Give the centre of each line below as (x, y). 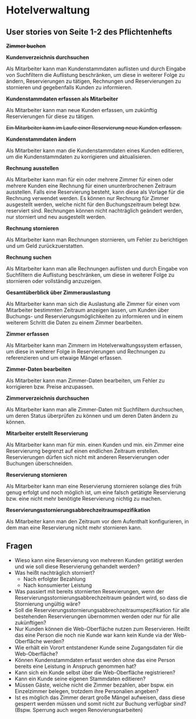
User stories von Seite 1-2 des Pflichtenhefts (89, 32)
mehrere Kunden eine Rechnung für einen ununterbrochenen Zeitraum (91, 186)
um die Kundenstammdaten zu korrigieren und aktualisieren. (79, 157)
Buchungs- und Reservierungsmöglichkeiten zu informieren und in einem (94, 316)
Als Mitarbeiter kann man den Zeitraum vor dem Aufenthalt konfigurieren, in (97, 521)
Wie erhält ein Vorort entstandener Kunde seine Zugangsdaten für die (99, 647)
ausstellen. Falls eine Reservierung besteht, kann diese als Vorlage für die (95, 192)
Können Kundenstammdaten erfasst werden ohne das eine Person (95, 660)
